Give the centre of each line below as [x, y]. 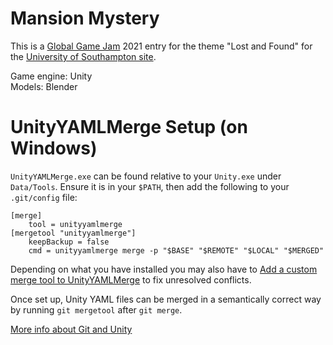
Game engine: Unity [51, 76]
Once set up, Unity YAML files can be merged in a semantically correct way [166, 299]
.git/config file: [44, 197]
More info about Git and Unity [71, 329]
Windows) [54, 148]
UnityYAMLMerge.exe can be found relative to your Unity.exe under [146, 176]
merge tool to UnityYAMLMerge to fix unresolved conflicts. [131, 279]
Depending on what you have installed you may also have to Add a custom [164, 269]
